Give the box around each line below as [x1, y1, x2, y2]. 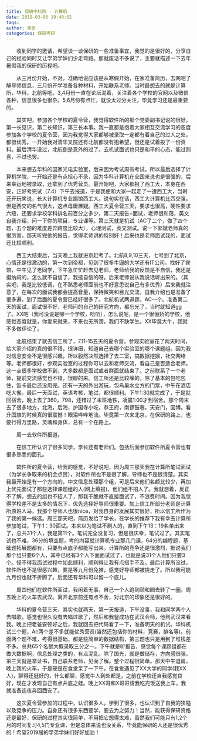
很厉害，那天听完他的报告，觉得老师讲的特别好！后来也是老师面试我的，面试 [6, 232, 191, 239]
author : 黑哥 [6, 25, 36, 31]
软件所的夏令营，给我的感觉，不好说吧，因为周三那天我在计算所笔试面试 [16, 463, 191, 470]
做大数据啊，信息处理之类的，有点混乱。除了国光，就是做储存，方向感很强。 [6, 650, 191, 657]
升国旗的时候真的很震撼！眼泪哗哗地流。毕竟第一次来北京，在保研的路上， [6, 411, 186, 418]
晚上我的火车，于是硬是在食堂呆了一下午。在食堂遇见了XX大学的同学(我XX [6, 665, 186, 672]
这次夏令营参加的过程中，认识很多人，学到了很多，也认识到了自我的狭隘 [16, 699, 191, 706]
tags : [6, 19, 19, 25]
